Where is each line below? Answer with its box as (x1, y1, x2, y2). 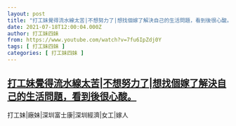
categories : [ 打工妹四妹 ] (7, 50, 84, 57)
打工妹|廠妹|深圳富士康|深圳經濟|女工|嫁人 (7, 111, 129, 119)
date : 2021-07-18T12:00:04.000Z (7, 23, 102, 30)
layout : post (7, 10, 46, 18)
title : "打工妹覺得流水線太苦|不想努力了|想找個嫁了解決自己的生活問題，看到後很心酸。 (7, 17, 232, 24)
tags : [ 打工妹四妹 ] (7, 43, 65, 50)
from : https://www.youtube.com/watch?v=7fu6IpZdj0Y (7, 37, 162, 44)
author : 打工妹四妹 (7, 30, 59, 37)
